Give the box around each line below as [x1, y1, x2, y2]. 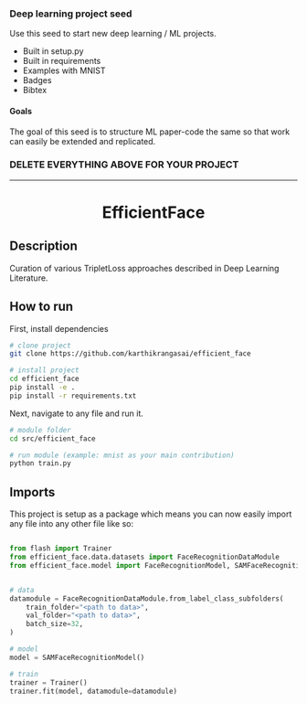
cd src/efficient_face [9, 433, 96, 443]
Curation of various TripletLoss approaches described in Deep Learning [9, 262, 280, 273]
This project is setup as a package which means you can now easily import [9, 508, 292, 519]
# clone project [9, 341, 71, 350]
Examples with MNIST [22, 65, 106, 76]
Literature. [9, 272, 48, 283]
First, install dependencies [9, 323, 109, 334]
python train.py [9, 459, 71, 468]
